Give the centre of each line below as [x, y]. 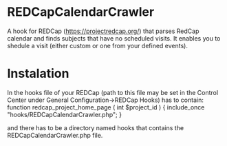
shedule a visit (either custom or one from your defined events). [97, 45]
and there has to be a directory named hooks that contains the [96, 127]
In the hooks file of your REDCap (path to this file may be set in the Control [113, 92]
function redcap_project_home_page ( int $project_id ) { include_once [106, 107]
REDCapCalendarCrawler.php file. [55, 135]
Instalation [38, 74]
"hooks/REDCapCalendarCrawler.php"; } [65, 114]
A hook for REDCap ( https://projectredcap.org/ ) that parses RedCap [103, 31]
